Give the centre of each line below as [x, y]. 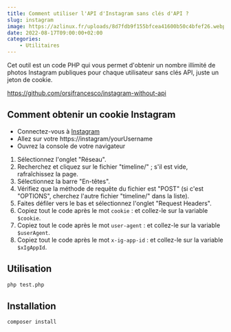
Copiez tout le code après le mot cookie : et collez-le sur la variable [112, 210]
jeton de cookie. [30, 80]
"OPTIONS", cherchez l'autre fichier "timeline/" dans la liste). [103, 196]
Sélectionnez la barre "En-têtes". [64, 181]
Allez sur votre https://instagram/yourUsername [85, 138]
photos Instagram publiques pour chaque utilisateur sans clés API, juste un [113, 72]
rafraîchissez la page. [48, 174]
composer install [32, 322]
